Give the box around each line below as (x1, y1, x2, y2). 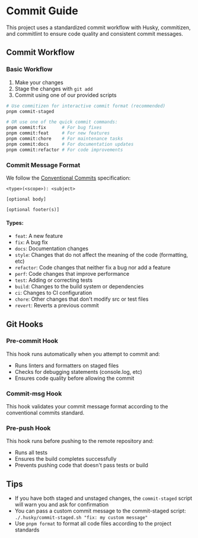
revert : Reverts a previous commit (14, 302, 99, 309)
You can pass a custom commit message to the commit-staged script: (14, 507, 186, 515)
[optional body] (6, 196, 46, 202)
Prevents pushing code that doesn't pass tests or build (14, 462, 148, 469)
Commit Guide (6, 4, 78, 18)
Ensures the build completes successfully (14, 455, 117, 463)
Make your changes (14, 78, 63, 86)
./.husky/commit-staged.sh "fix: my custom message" (14, 515, 148, 521)
